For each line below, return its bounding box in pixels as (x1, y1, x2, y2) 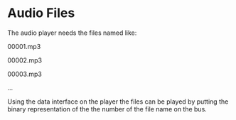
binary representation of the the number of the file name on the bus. (7, 104, 208, 113)
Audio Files (7, 5, 75, 21)
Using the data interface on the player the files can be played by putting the (7, 97, 229, 106)
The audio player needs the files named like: (7, 28, 137, 37)
